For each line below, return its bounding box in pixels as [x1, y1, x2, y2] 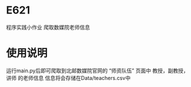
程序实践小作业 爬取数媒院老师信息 [6, 24, 90, 31]
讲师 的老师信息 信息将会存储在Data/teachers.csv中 [6, 74, 131, 81]
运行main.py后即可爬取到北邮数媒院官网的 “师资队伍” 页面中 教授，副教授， [6, 67, 189, 74]
